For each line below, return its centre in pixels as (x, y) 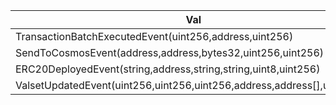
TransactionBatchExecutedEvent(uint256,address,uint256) (154, 36)
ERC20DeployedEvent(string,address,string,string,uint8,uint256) (168, 69)
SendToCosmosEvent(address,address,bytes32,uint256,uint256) (170, 52)
